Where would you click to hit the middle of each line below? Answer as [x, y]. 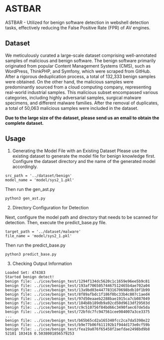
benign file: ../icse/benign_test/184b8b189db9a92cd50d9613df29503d [78, 303]
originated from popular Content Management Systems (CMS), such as [78, 66]
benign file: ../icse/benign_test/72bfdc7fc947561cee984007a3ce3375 [78, 312]
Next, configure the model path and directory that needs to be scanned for [82, 217]
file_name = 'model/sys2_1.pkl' [39, 236]
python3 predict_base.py [31, 254]
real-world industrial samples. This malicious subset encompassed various [82, 92]
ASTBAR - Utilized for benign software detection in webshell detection [77, 22]
